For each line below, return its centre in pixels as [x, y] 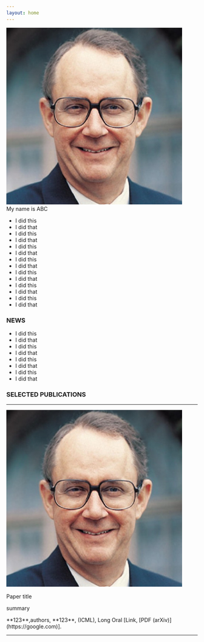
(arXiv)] [162, 620]
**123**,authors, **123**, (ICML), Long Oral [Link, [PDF [79, 620]
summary [18, 609]
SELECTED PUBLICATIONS [46, 394]
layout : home [23, 13]
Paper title [19, 596]
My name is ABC [27, 209]
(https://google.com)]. [34, 627]
